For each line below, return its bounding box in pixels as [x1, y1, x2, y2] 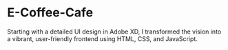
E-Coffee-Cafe [7, 5, 94, 21]
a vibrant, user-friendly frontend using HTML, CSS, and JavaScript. [7, 34, 198, 42]
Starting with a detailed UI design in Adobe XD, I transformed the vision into [7, 27, 222, 36]
